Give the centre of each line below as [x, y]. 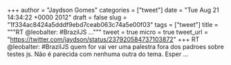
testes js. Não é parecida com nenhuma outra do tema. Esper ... [98, 54]
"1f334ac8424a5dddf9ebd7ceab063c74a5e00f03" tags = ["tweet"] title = [113, 25]
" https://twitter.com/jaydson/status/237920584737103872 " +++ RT [103, 39]
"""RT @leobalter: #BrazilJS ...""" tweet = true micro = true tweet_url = [108, 32]
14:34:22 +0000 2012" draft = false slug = [67, 17]
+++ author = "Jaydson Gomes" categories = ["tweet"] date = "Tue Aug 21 [113, 10]
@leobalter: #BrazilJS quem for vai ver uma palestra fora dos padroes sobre [116, 47]
